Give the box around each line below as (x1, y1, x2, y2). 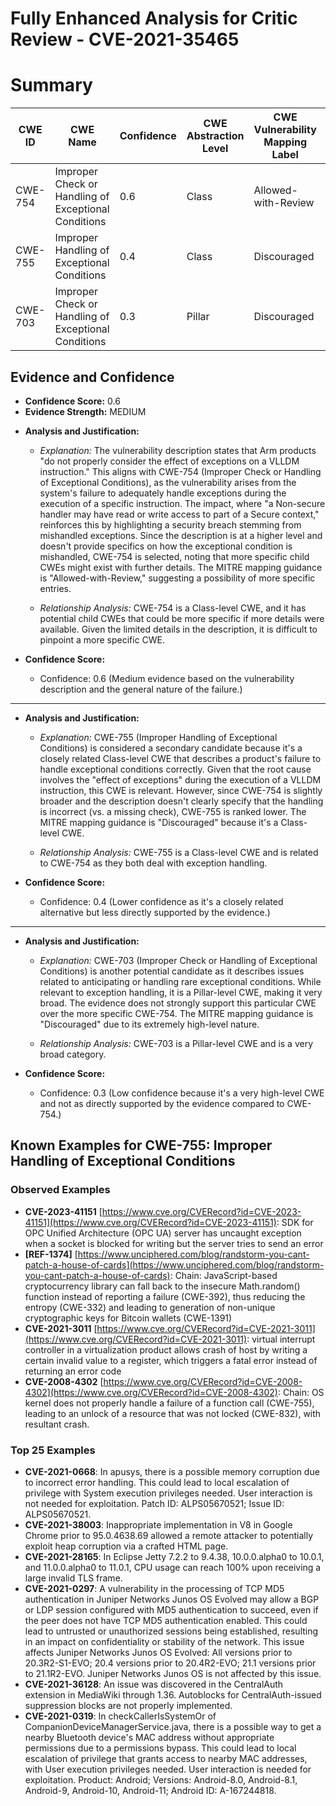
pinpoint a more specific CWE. (39, 633, 166, 646)
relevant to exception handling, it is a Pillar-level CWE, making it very (39, 986, 323, 998)
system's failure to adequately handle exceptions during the (39, 487, 287, 499)
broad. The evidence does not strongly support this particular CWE (39, 997, 317, 1009)
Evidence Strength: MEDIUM (24, 405, 147, 417)
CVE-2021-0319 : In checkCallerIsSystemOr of (24, 1710, 217, 1722)
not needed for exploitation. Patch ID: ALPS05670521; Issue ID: (24, 1497, 285, 1509)
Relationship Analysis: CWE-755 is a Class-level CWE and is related (39, 846, 319, 858)
